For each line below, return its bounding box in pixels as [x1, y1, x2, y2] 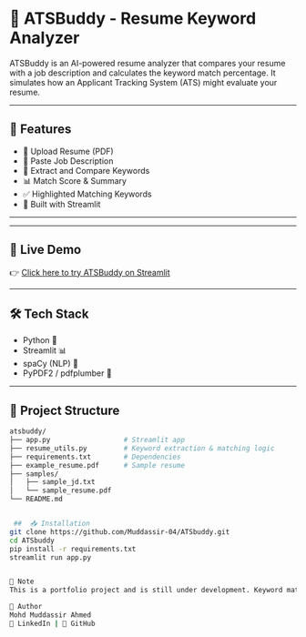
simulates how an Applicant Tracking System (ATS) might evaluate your [9, 76, 278, 87]
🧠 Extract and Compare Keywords [22, 165, 150, 176]
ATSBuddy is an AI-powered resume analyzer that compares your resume [9, 57, 286, 68]
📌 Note [9, 577, 35, 586]
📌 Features [9, 122, 72, 137]
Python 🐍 [22, 335, 57, 346]
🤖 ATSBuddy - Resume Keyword [9, 8, 257, 29]
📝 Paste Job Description [22, 155, 114, 167]
